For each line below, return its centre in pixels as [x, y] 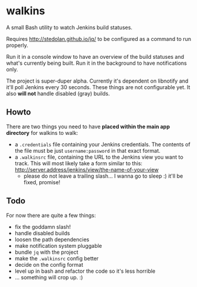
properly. [17, 45]
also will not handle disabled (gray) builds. [58, 93]
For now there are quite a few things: [51, 215]
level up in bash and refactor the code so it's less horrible [85, 271]
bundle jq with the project [46, 252]
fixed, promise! [42, 182]
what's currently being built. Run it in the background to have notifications [96, 63]
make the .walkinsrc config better [57, 258]
